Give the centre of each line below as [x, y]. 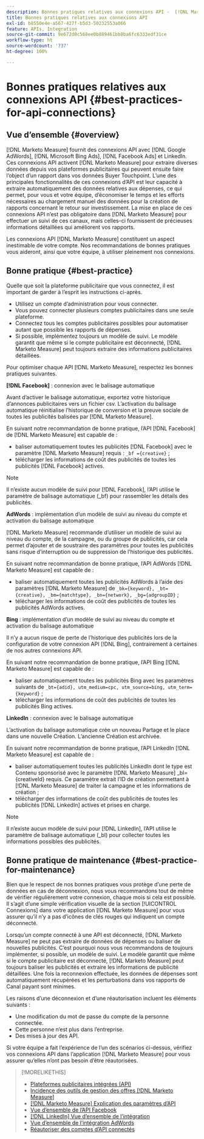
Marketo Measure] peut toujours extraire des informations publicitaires [104, 349]
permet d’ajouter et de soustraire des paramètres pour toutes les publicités [100, 545]
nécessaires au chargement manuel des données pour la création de [92, 201]
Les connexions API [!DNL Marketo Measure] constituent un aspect [90, 239]
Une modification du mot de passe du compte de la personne [92, 1017]
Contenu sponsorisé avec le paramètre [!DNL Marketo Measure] [95, 773]
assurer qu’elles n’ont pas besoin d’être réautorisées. [72, 1061]
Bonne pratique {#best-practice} [70, 271]
